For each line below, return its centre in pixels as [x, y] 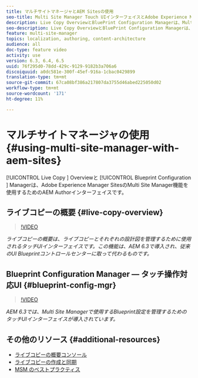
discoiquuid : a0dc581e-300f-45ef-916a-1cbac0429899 [71, 72]
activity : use [24, 55]
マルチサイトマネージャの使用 [78, 135]
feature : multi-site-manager [42, 34]
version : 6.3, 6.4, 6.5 [35, 61]
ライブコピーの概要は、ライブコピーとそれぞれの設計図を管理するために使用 [99, 239]
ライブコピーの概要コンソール [51, 354]
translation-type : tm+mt [36, 77]
